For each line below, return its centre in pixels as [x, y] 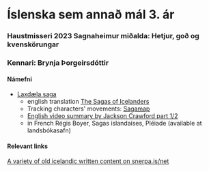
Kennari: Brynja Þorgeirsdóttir [58, 63]
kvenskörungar [33, 44]
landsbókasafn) [49, 130]
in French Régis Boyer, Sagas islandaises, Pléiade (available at [115, 124]
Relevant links [28, 146]
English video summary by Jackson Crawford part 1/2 [102, 116]
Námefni [19, 79]
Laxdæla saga [37, 94]
